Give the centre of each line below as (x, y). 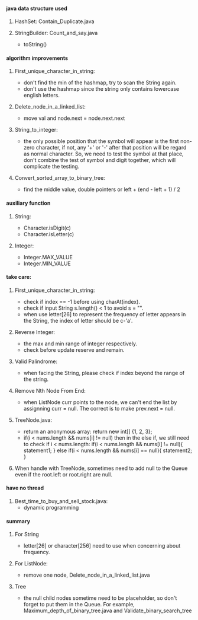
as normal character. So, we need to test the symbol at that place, (104, 154)
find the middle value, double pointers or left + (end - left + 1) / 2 (102, 189)
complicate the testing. (51, 167)
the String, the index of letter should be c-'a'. (78, 320)
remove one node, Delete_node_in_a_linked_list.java (87, 575)
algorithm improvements (37, 58)
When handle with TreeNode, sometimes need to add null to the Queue (101, 468)
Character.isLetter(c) (49, 234)
